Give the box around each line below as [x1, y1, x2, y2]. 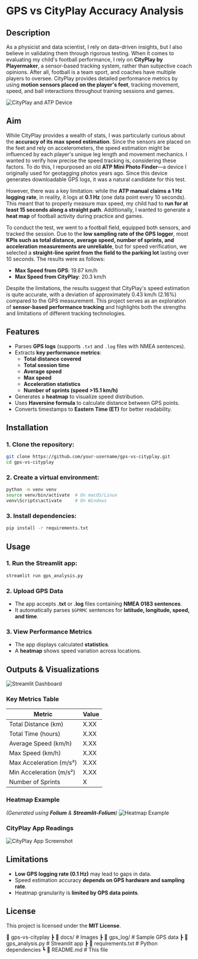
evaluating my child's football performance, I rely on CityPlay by [6, 56, 164, 63]
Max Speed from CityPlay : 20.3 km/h [14, 273, 106, 280]
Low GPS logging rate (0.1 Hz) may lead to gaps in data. [14, 870, 152, 877]
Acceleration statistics [23, 380, 81, 387]
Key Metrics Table [6, 695, 59, 703]
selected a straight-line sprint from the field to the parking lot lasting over [6, 249, 189, 256]
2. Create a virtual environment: [6, 473, 99, 481]
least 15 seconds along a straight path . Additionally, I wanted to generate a [6, 206, 190, 213]
